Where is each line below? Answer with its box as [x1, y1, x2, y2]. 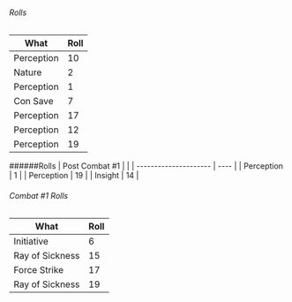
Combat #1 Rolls [9, 190, 69, 200]
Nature [13, 66, 42, 79]
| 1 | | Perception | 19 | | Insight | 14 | [9, 170, 139, 181]
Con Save [13, 95, 55, 108]
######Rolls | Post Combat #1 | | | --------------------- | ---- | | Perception [9, 161, 284, 171]
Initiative [13, 235, 49, 247]
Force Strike [13, 264, 64, 276]
